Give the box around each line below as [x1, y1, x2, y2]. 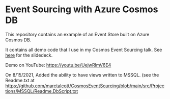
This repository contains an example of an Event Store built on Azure [5, 31, 150, 37]
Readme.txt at [5, 77, 35, 83]
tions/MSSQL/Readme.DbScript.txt [5, 88, 78, 94]
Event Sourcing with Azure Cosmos [5, 4, 158, 15]
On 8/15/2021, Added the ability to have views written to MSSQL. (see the [5, 71, 159, 78]
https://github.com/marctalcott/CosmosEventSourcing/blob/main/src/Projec [5, 83, 164, 89]
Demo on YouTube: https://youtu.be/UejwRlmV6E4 [5, 62, 111, 68]
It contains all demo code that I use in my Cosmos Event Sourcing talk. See [5, 46, 162, 53]
